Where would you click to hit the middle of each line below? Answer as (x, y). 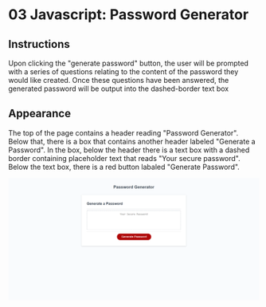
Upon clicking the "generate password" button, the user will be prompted (129, 63)
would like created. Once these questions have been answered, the (119, 80)
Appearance (40, 114)
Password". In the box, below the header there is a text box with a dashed (129, 150)
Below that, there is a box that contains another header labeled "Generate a (132, 141)
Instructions (39, 44)
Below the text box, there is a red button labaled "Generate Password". (124, 167)
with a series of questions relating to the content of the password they (123, 72)
